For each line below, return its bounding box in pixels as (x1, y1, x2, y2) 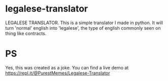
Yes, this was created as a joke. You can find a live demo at (5, 64, 129, 70)
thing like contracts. (5, 30, 47, 36)
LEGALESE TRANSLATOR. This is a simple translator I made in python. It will (5, 20, 163, 26)
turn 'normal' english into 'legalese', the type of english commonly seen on (5, 25, 161, 31)
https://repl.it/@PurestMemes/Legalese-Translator (5, 70, 110, 76)
